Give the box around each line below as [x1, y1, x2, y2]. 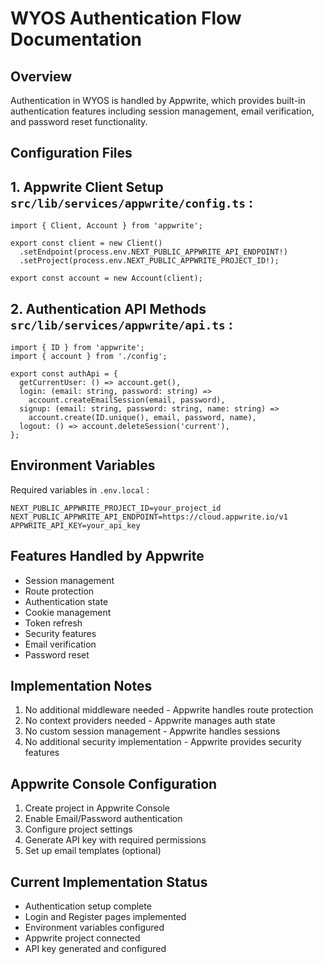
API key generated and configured [24, 943, 167, 955]
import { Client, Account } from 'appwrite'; [10, 221, 203, 231]
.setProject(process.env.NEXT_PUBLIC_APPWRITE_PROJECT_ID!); [19, 256, 280, 266]
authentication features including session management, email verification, [10, 105, 315, 117]
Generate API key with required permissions [24, 834, 207, 846]
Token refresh [24, 617, 83, 629]
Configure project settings [24, 823, 133, 836]
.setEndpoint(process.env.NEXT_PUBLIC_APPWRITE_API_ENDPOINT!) [19, 247, 288, 257]
